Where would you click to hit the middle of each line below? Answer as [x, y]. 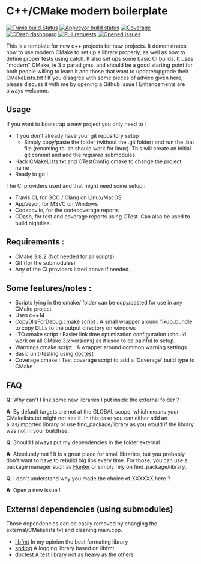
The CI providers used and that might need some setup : [76, 185]
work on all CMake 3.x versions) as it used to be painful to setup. [95, 341]
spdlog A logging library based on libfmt [64, 548]
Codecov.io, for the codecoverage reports [67, 210]
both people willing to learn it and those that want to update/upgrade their [97, 71]
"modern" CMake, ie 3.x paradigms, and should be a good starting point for [100, 65]
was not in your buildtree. [38, 431]
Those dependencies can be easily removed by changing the [82, 524]
